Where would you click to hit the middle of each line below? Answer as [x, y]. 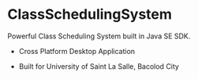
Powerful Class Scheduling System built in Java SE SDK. [99, 36]
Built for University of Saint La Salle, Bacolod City [99, 66]
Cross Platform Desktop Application [77, 51]
